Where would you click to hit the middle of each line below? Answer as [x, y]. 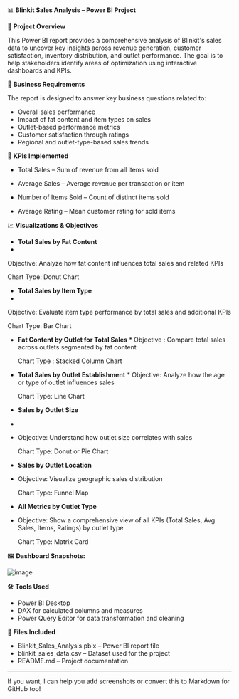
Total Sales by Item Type [55, 291]
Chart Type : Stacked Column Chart [70, 361]
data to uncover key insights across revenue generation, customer [104, 48]
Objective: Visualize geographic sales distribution [90, 479]
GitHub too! [24, 689]
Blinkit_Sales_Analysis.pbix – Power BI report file [89, 646]
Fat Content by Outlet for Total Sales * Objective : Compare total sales [122, 340]
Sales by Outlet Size [48, 410]
